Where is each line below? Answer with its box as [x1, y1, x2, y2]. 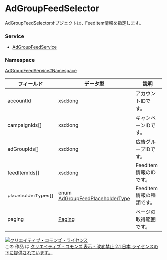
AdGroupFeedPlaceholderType [58, 195, 130, 202]
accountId [7, 97, 31, 104]
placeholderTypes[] [7, 192, 54, 199]
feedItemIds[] [7, 169, 40, 176]
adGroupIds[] [7, 145, 39, 152]
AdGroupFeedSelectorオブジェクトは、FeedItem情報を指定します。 [5, 20, 144, 26]
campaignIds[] [7, 121, 42, 128]
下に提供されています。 [5, 249, 53, 256]
